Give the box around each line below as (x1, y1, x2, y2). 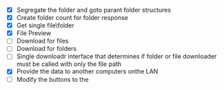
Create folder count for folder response (16, 14, 128, 22)
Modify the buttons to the (16, 75, 89, 83)
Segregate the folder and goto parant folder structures (16, 6, 172, 14)
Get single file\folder (16, 21, 75, 30)
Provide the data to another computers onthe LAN (16, 67, 159, 76)
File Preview (16, 29, 52, 37)
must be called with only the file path (16, 60, 122, 68)
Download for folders (16, 45, 77, 53)
